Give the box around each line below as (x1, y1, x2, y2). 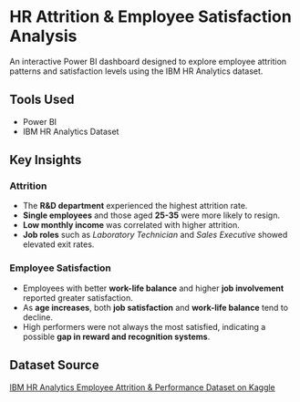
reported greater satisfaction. (22, 292, 134, 303)
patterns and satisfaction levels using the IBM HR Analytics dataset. (9, 66, 264, 77)
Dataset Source (9, 357, 99, 373)
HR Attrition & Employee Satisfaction (9, 6, 292, 27)
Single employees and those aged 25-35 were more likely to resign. (22, 210, 281, 221)
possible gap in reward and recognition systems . (22, 331, 211, 342)
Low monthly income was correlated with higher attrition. (22, 220, 240, 231)
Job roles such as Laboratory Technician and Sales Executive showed (22, 230, 288, 241)
